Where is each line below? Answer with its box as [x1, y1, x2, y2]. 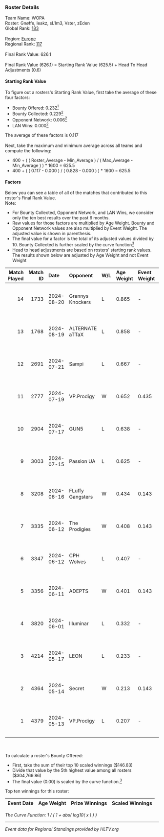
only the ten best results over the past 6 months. [12, 215, 110, 221]
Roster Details [5, 4, 40, 11]
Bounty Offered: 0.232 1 [12, 104, 59, 111]
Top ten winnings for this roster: [5, 788, 69, 794]
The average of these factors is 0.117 [5, 132, 79, 138]
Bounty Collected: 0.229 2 [12, 110, 63, 117]
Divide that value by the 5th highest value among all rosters [12, 767, 132, 773]
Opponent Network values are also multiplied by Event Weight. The [12, 225, 147, 231]
